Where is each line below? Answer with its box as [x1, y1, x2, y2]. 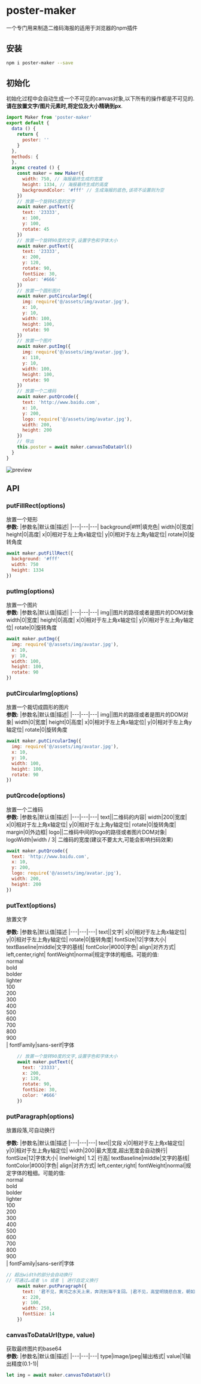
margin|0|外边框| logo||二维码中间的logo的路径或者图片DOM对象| [6, 828, 167, 836]
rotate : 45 [22, 226, 50, 232]
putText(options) [6, 901, 57, 909]
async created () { [11, 165, 60, 171]
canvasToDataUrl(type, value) [6, 1331, 95, 1339]
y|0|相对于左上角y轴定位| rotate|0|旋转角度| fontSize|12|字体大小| [6, 935, 167, 943]
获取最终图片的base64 [6, 1345, 62, 1352]
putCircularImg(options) [6, 689, 79, 697]
